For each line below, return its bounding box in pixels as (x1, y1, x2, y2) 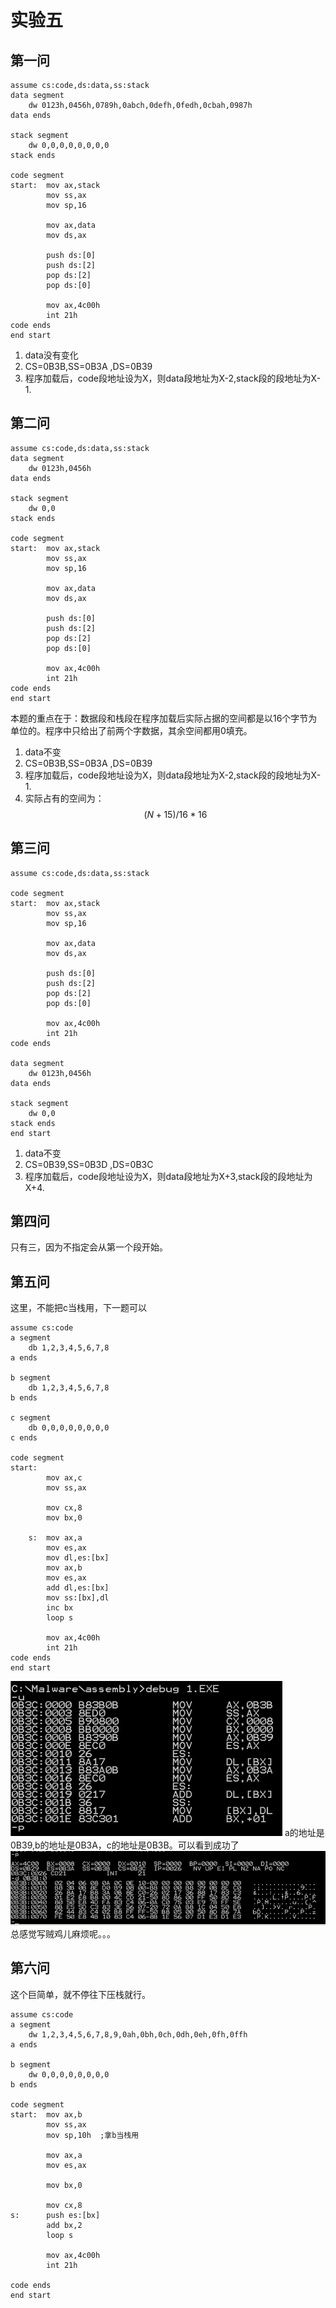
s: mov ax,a (28, 1533, 83, 1543)
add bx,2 (46, 2220, 83, 2230)
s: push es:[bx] (10, 2210, 101, 2220)
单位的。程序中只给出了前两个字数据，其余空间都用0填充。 (10, 724, 253, 736)
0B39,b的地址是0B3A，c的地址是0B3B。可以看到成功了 (10, 1839, 240, 1851)
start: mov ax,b (10, 2109, 83, 2120)
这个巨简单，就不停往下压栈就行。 (10, 1988, 151, 2000)
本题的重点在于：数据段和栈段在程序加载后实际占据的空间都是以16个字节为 (10, 712, 318, 724)
